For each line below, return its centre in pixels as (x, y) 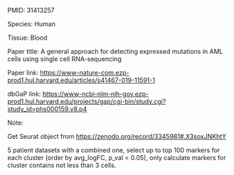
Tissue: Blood (27, 38)
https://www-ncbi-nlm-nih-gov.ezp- (96, 94)
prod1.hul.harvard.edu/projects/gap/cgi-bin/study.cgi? (87, 101)
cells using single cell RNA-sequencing (65, 59)
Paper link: (23, 73)
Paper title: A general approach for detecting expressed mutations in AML (115, 51)
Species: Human (31, 24)
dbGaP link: (24, 94)
